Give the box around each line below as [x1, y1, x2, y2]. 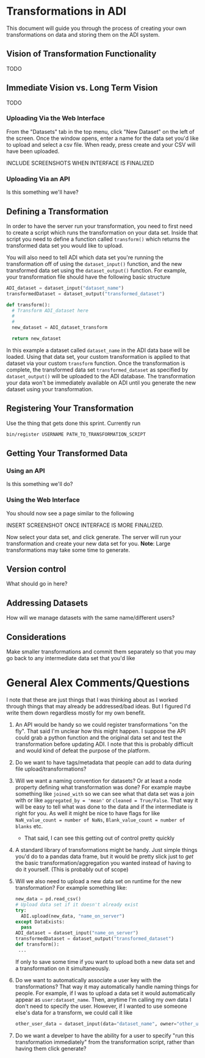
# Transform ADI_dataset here [12, 307, 88, 314]
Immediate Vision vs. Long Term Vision [6, 83, 158, 93]
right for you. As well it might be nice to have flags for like [15, 810, 160, 817]
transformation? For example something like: [15, 884, 128, 892]
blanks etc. [15, 823, 43, 830]
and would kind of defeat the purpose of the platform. [15, 747, 151, 754]
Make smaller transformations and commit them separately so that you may [6, 648, 196, 655]
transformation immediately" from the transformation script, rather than [15, 1038, 195, 1046]
